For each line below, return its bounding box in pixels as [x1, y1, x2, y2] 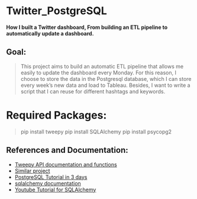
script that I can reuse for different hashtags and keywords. [20, 87, 166, 95]
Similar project [14, 167, 50, 174]
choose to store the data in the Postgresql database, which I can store [20, 75, 192, 82]
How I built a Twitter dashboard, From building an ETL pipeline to [6, 24, 168, 31]
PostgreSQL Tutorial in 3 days [14, 173, 88, 181]
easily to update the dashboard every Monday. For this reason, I [20, 69, 176, 76]
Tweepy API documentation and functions [14, 161, 117, 168]
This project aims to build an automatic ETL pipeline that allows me [20, 63, 184, 70]
